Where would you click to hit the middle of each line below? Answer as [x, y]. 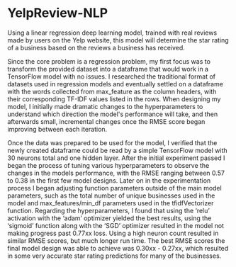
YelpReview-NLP [58, 13]
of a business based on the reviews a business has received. [96, 47]
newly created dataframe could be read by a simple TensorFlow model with [118, 150]
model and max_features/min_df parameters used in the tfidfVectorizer [111, 203]
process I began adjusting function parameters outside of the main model [114, 188]
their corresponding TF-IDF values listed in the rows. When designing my [114, 99]
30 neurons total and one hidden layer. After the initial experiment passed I [116, 158]
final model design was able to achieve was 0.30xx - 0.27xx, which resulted [118, 248]
